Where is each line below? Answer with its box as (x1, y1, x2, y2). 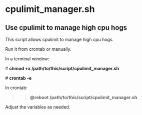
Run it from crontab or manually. (5, 46, 71, 52)
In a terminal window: (5, 56, 49, 62)
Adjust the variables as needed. (5, 104, 70, 110)
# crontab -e (5, 75, 32, 81)
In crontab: (5, 85, 27, 91)
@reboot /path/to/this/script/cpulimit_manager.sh (29, 95, 137, 100)
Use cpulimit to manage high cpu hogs (5, 23, 127, 32)
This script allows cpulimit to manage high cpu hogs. (5, 36, 114, 42)
